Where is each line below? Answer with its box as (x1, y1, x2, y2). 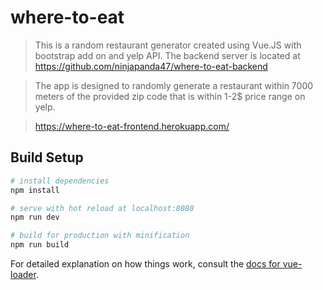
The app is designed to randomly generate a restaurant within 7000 (34, 79, 314, 91)
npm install (10, 185, 60, 195)
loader (10, 269, 37, 280)
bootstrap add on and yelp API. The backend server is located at (34, 49, 301, 61)
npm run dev (10, 212, 60, 223)
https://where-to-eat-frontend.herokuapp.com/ (34, 120, 230, 132)
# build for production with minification (10, 231, 190, 241)
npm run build (10, 240, 70, 250)
